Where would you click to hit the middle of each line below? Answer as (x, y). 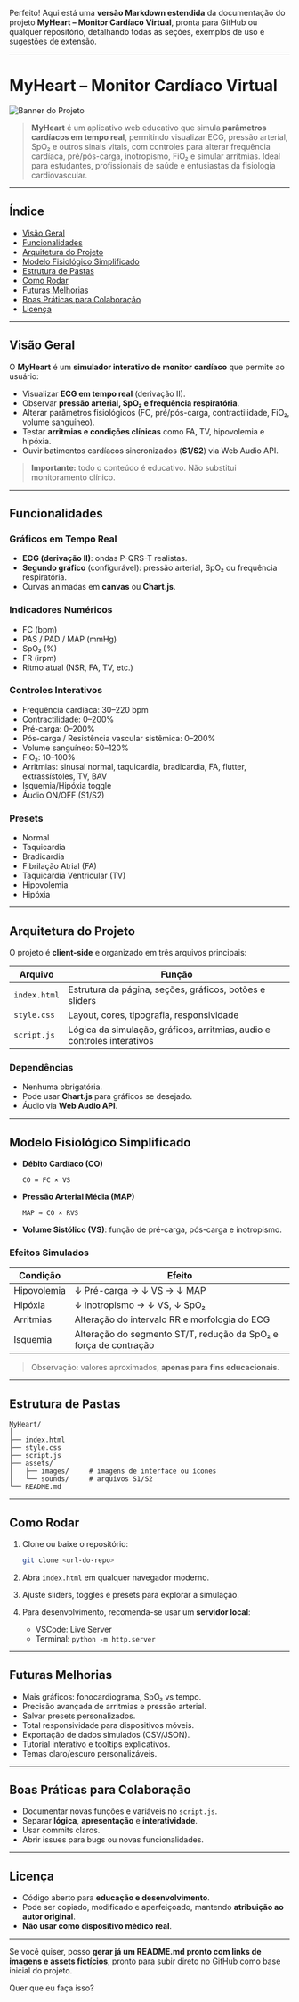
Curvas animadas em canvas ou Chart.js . (99, 587)
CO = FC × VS (46, 1180)
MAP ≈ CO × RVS (50, 1213)
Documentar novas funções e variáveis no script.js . (120, 1811)
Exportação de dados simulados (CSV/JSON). (106, 1734)
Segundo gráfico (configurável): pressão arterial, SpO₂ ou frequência (149, 568)
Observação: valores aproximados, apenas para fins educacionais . (155, 1368)
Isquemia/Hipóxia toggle (67, 785)
